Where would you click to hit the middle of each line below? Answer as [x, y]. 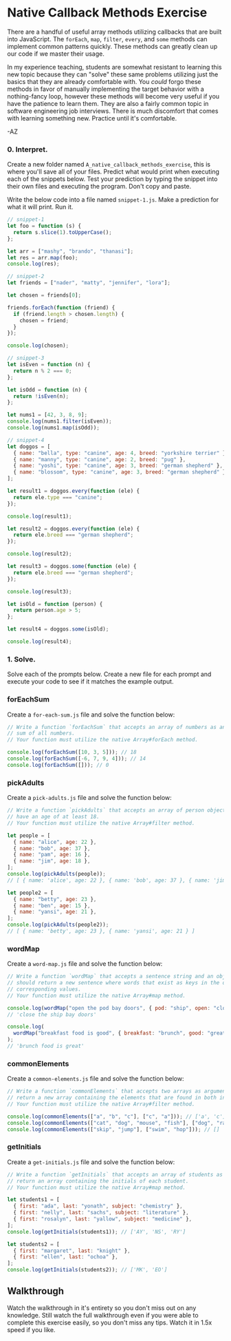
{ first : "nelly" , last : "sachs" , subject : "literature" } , [101, 1213]
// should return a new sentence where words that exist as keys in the [113, 983]
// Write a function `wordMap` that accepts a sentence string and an [110, 976]
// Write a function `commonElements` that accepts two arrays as [104, 1091]
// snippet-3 [26, 358]
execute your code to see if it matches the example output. [90, 682]
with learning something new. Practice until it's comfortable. [92, 118]
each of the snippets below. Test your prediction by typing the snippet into [112, 179]
